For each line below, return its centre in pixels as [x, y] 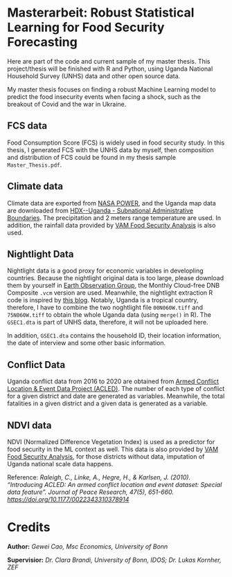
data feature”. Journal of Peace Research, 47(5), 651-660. [91, 492]
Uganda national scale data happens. [60, 464]
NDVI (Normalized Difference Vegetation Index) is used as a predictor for [111, 442]
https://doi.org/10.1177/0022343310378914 [68, 499]
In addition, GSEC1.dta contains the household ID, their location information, [114, 336]
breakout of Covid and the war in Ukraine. [67, 104]
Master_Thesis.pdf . [35, 165]
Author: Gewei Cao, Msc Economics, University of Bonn [88, 546]
